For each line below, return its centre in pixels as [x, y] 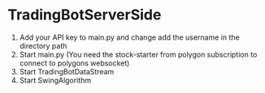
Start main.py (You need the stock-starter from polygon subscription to [138, 54]
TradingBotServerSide [85, 15]
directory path [43, 45]
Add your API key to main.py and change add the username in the [130, 37]
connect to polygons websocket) [74, 63]
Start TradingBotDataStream [67, 71]
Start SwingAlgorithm [55, 80]
